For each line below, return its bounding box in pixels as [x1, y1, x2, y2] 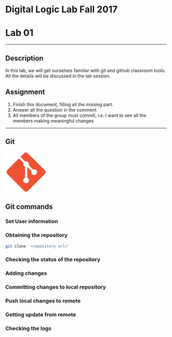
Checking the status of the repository [5, 255, 101, 263]
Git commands [5, 202, 53, 211]
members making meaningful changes [12, 117, 94, 124]
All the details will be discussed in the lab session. [5, 73, 111, 79]
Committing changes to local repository [5, 283, 106, 290]
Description [5, 54, 44, 63]
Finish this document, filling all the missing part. [12, 101, 114, 107]
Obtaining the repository [5, 231, 68, 239]
